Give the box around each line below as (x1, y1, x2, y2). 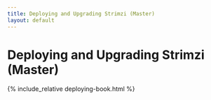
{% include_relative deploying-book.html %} (7, 85, 135, 93)
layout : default (7, 17, 55, 24)
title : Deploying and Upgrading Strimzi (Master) (7, 10, 156, 17)
